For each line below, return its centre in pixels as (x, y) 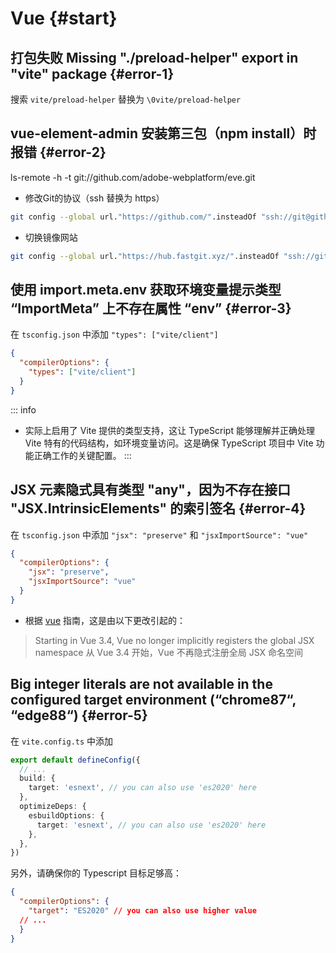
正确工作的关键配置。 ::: (82, 455)
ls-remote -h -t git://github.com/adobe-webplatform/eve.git (133, 177)
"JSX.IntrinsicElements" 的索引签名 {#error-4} (158, 508)
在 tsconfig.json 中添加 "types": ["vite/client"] (114, 334)
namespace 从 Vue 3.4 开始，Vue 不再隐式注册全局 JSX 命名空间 (169, 652)
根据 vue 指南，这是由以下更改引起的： (105, 620)
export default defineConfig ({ (75, 760)
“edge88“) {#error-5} (79, 715)
